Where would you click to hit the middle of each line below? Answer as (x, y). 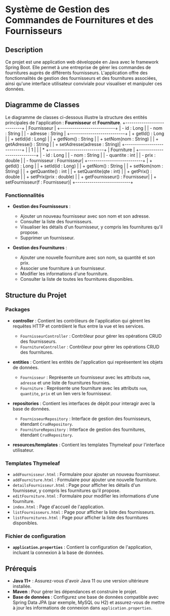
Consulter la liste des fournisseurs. (56, 222)
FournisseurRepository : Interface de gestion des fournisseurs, (86, 419)
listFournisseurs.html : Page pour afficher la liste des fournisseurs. (84, 512)
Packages (18, 310)
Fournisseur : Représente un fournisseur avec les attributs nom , (85, 377)
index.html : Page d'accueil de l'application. (58, 507)
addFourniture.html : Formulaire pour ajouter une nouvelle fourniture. (85, 480)
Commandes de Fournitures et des (79, 20)
